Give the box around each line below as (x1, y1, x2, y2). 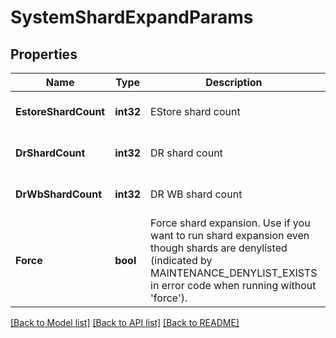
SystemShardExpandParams (10, 6, 254, 29)
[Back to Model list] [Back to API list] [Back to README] (10, 317, 240, 328)
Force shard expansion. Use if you (150, 216, 311, 230)
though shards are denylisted (150, 241, 288, 255)
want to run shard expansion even (150, 229, 310, 242)
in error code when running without (150, 279, 317, 292)
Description (205, 76, 263, 89)
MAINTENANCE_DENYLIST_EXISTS (150, 266, 318, 280)
